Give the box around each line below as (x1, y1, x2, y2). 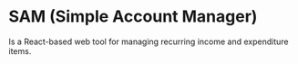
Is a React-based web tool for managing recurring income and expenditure (8, 36, 289, 47)
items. (8, 45, 32, 56)
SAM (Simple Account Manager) (8, 6, 258, 27)
